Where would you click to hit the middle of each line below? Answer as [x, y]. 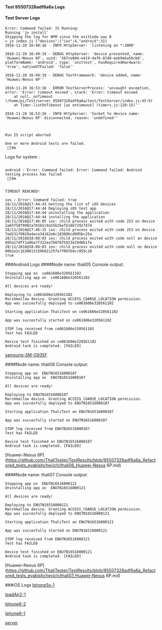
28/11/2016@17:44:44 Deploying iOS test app [51, 208]
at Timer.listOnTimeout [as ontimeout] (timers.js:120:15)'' [77, 105]
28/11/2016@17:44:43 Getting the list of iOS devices [61, 204]
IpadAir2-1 [15, 594]
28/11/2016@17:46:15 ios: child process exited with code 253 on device [80, 230]
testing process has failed [33, 174]
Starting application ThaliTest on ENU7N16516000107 [59, 412]
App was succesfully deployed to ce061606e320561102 [59, 303]
